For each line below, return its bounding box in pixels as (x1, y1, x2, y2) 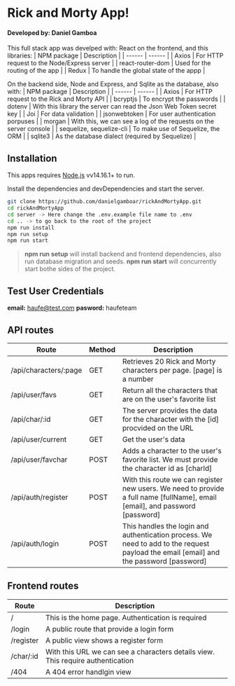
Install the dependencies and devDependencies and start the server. (7, 184, 205, 193)
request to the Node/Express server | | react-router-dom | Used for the (7, 59, 211, 67)
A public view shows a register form (45, 636, 163, 645)
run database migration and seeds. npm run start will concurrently (24, 257, 217, 266)
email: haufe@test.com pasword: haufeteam (7, 303, 137, 313)
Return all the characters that (122, 385, 218, 395)
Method (88, 345, 116, 355)
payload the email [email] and (122, 547, 220, 557)
